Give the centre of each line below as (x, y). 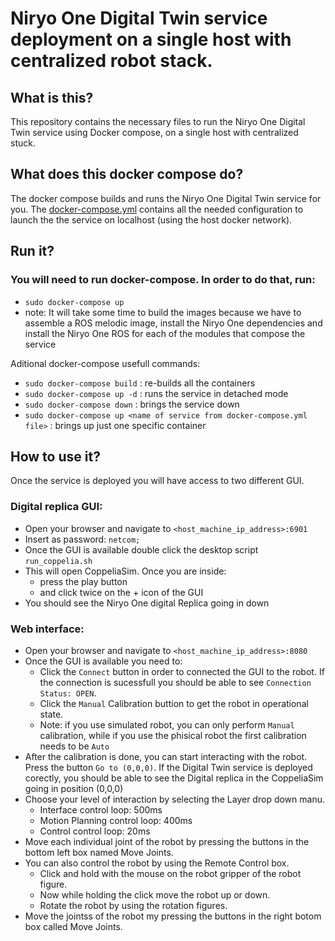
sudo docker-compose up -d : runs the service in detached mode (156, 393)
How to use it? (55, 456)
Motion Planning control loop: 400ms (116, 820)
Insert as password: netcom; (82, 539)
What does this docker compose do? (127, 174)
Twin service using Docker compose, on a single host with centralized (154, 132)
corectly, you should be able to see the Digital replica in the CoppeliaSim (174, 778)
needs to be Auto (74, 746)
